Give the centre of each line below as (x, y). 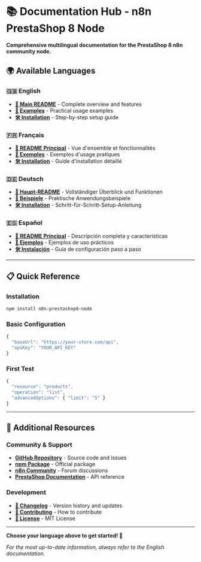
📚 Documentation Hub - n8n (79, 12)
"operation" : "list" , (39, 392)
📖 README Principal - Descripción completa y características (91, 236)
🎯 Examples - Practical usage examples (64, 110)
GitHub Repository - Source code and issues (71, 458)
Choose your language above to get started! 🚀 (65, 535)
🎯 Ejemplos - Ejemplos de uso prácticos (64, 242)
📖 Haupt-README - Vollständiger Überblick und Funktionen (89, 192)
